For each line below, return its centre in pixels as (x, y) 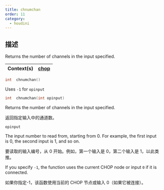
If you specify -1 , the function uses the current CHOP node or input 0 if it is (81, 167)
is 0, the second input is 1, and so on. (42, 141)
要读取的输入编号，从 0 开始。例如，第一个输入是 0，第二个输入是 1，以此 (80, 151)
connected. (17, 172)
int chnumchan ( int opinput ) (35, 98)
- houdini (19, 23)
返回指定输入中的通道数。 (31, 118)
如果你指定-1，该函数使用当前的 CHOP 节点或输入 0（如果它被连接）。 (76, 182)
